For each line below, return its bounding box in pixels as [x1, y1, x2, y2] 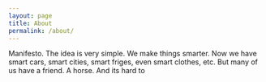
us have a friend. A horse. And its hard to [8, 66, 146, 76]
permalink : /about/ [8, 27, 75, 35]
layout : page [8, 11, 53, 20]
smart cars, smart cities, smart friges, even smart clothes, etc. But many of [8, 57, 258, 67]
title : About [8, 19, 53, 27]
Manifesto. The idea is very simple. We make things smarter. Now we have [8, 49, 257, 59]
